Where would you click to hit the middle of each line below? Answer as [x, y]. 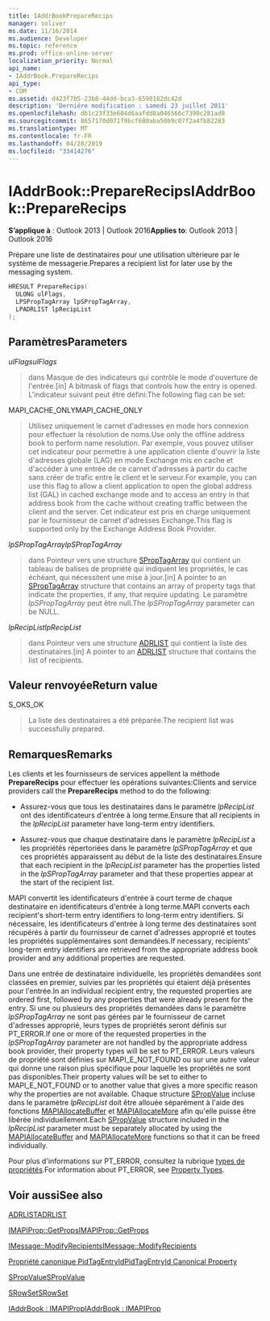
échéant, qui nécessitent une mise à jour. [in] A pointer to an [127, 577]
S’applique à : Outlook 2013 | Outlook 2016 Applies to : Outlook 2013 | [123, 230]
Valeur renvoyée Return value [83, 685]
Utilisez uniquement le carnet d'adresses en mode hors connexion [138, 426]
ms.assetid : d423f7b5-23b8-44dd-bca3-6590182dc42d [95, 99]
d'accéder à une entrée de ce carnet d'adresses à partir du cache [137, 469]
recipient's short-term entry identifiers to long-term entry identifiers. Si [126, 915]
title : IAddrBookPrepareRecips [61, 16]
